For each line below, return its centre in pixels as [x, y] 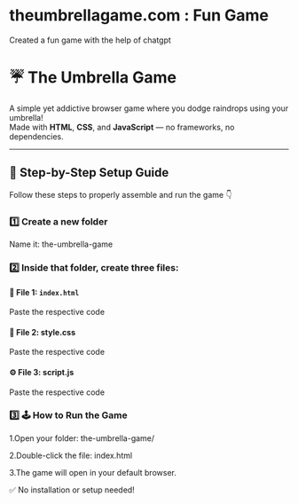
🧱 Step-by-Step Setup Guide [89, 173]
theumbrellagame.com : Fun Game [139, 16]
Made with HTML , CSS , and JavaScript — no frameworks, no [122, 127]
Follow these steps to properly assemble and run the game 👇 [121, 194]
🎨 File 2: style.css [43, 332]
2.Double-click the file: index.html [71, 455]
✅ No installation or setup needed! [72, 490]
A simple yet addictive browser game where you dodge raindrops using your [149, 108]
